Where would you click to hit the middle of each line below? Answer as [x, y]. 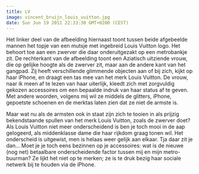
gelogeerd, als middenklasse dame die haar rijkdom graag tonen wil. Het [95, 133]
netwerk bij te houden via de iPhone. [51, 164]
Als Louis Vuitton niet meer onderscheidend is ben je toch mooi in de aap [96, 127]
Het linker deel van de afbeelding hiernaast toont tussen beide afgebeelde [97, 40]
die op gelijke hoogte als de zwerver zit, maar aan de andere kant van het [96, 65]
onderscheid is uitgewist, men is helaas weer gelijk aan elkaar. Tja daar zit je [99, 140]
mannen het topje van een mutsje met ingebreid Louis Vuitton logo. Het [93, 46]
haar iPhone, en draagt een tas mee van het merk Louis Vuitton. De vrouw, [97, 77]
